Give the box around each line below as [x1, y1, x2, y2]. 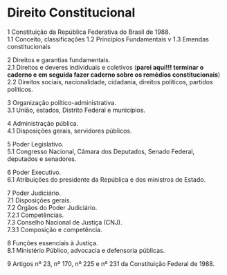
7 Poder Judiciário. [7, 189, 61, 197]
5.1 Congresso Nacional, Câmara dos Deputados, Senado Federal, [7, 147, 195, 155]
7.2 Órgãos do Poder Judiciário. [7, 203, 98, 211]
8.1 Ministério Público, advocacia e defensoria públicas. [7, 246, 165, 254]
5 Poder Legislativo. [7, 140, 64, 148]
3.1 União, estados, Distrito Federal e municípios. [7, 106, 146, 114]
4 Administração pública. [7, 119, 79, 127]
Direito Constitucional [7, 5, 136, 21]
